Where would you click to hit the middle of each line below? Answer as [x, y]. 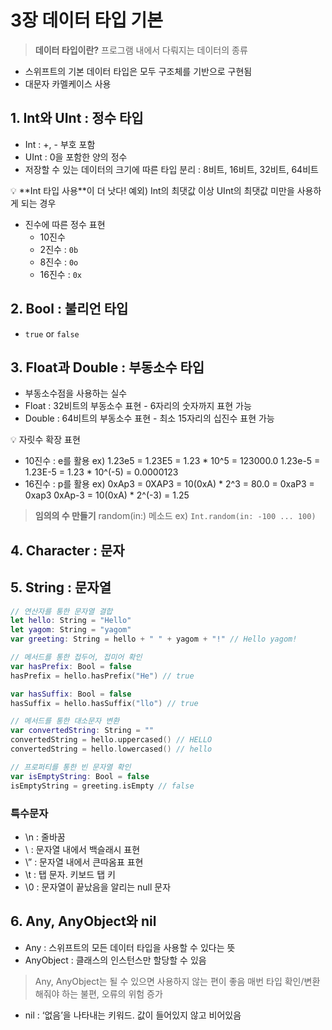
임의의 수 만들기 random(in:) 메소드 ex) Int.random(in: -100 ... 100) [175, 516]
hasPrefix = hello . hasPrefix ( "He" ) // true [102, 676]
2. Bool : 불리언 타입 [69, 309]
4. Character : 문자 [67, 550]
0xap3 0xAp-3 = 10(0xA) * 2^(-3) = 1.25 [107, 495]
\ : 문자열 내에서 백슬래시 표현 [82, 849]
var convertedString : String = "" [82, 731]
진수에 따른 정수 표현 [65, 224]
